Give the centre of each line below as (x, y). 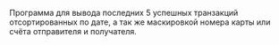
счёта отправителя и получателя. (73, 31)
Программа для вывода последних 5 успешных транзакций (124, 13)
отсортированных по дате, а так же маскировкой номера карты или (140, 22)
